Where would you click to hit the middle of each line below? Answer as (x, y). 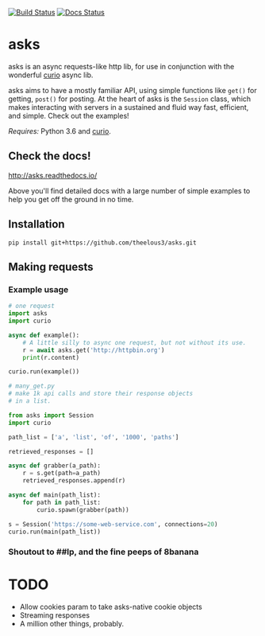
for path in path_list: (62, 502)
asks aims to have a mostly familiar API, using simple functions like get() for (132, 90)
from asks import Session (51, 415)
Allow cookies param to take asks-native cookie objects (111, 607)
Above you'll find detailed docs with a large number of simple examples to (129, 190)
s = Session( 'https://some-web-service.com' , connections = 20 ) (113, 524)
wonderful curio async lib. (51, 75)
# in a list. (30, 401)
